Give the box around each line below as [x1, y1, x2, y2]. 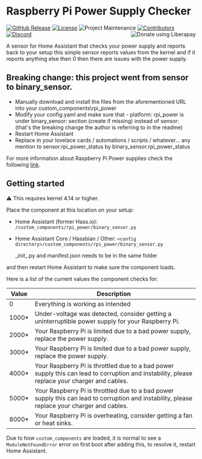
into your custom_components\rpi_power [14, 104, 117, 112]
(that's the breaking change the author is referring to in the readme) [14, 124, 183, 131]
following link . [6, 161, 41, 168]
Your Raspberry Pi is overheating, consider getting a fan [34, 411, 193, 420]
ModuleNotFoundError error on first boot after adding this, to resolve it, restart [6, 440, 196, 448]
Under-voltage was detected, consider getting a [34, 309, 172, 318]
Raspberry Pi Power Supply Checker [6, 4, 191, 18]
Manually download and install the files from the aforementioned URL [14, 98, 186, 105]
